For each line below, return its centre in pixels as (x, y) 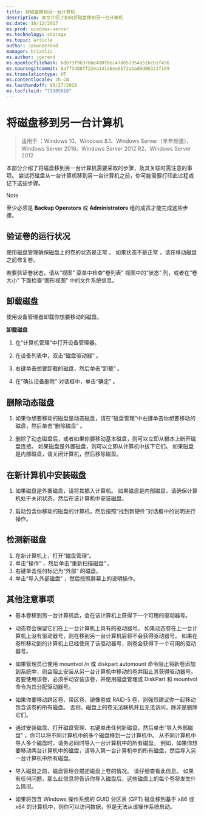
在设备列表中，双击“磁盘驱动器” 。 (58, 355)
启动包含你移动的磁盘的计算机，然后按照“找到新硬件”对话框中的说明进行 (105, 512)
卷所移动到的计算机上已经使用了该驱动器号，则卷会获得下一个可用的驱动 (105, 643)
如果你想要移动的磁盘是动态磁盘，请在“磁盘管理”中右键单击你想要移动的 (105, 418)
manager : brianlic (29, 52)
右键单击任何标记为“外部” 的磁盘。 (58, 571)
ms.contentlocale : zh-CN (38, 80)
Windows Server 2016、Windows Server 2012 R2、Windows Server (106, 148)
